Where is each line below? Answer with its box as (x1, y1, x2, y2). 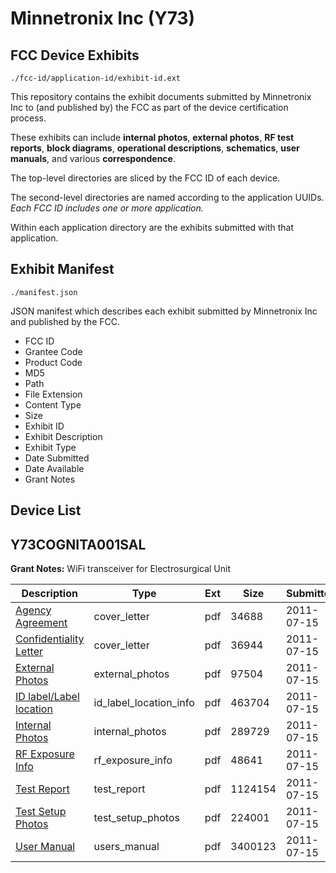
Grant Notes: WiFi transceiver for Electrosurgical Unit (10, 563, 232, 575)
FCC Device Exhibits (10, 47, 140, 64)
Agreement (15, 616, 68, 630)
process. (10, 112, 47, 124)
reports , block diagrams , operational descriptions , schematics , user (10, 142, 300, 154)
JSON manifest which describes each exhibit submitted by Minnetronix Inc (10, 305, 318, 317)
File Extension (24, 388, 83, 400)
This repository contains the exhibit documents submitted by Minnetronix (10, 91, 312, 102)
